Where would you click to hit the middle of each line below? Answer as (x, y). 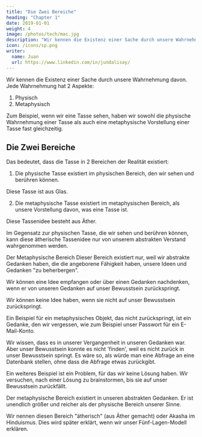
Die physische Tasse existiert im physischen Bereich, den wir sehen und (104, 174)
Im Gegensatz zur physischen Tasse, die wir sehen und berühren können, (97, 233)
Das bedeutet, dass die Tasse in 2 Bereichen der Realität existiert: (88, 162)
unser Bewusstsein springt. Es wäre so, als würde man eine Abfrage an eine (100, 356)
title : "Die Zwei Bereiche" (41, 12)
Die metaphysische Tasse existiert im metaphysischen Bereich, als (97, 203)
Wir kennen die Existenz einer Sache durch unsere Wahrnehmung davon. (97, 80)
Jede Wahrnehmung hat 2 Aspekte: (50, 86)
